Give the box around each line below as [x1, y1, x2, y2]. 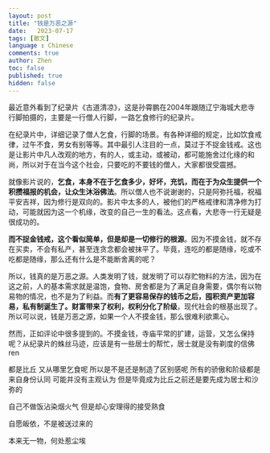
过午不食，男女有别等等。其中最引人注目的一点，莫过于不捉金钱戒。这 [22, 139, 255, 149]
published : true [8, 72, 63, 80]
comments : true [8, 49, 59, 57]
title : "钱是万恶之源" [8, 19, 77, 27]
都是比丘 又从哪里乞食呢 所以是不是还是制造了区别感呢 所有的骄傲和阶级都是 [8, 364, 261, 374]
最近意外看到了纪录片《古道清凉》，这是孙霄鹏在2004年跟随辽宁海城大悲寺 [8, 102, 256, 112]
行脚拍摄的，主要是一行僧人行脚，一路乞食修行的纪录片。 [8, 112, 198, 121]
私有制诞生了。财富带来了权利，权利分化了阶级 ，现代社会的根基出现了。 [22, 301, 262, 311]
